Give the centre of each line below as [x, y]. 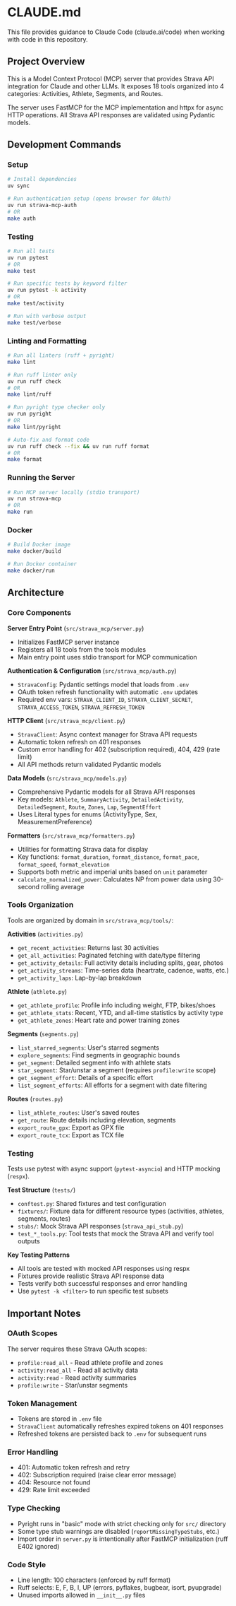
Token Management [42, 1403]
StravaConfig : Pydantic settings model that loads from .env [103, 684]
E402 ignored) [38, 1546]
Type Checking [34, 1508]
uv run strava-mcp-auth [42, 206]
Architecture [36, 593]
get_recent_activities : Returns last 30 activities [88, 947]
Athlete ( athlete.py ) [37, 991]
